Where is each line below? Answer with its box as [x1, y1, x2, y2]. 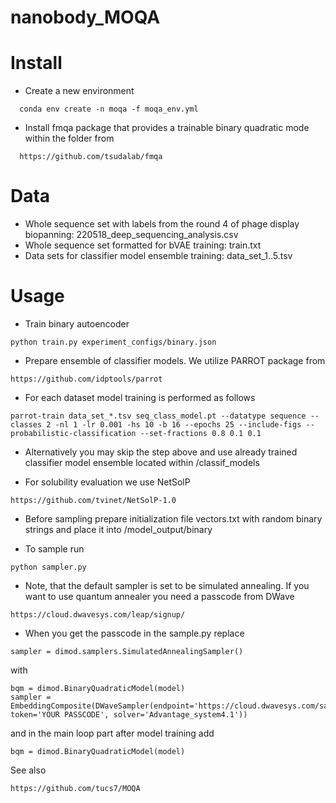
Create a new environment [24, 85, 135, 97]
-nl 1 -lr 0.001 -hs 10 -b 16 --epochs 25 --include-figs [54, 420, 302, 430]
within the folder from [24, 132, 115, 145]
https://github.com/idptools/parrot [10, 374, 163, 384]
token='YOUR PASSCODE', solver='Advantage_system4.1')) [10, 710, 248, 720]
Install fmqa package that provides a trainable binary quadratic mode [24, 122, 310, 134]
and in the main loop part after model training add [10, 727, 215, 739]
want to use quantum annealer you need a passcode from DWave [24, 591, 295, 602]
